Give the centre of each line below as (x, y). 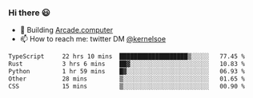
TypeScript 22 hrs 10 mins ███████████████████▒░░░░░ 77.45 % (127, 57)
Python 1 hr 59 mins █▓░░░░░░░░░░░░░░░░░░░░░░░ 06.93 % (127, 72)
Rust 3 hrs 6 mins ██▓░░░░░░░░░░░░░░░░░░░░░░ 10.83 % (127, 64)
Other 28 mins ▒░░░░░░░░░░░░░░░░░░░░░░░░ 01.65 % (127, 79)
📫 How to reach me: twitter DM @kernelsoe (93, 39)
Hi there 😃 (29, 13)
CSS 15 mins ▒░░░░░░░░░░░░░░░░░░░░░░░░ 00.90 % (127, 86)
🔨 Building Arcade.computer (66, 30)
